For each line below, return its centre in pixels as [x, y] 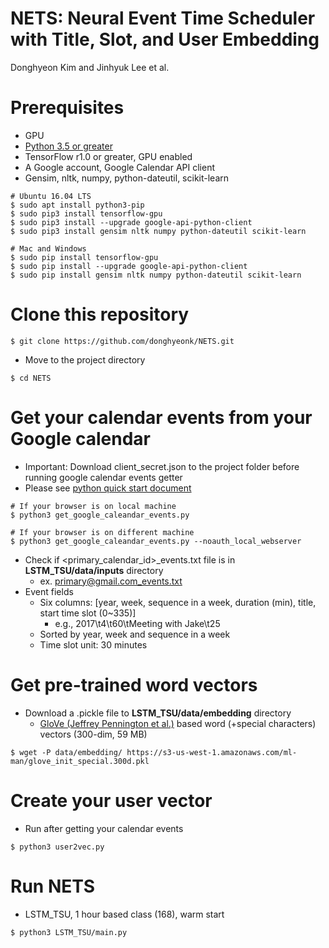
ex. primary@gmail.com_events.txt [111, 581]
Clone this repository [100, 314]
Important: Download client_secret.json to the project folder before [162, 466]
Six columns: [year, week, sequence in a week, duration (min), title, [178, 602]
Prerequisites [67, 108]
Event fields [49, 591]
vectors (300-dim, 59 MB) [93, 734]
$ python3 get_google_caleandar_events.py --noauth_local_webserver [156, 541]
